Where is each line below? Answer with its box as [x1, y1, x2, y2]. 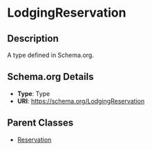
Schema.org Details [7, 71, 95, 83]
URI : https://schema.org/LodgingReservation [17, 97, 145, 105]
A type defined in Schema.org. [7, 51, 95, 59]
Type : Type [17, 89, 50, 98]
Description [7, 33, 59, 44]
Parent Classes [7, 117, 74, 129]
